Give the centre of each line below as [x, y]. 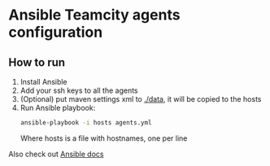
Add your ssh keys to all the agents [79, 90]
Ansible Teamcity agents [94, 15]
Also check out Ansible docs [56, 154]
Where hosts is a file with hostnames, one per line [104, 138]
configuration [56, 32]
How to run [37, 62]
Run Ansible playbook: [58, 108]
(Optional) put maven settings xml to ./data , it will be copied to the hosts [141, 99]
